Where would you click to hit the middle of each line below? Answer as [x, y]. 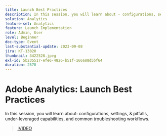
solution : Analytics [26, 19]
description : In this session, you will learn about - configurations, [80, 14]
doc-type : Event [22, 42]
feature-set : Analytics [30, 23]
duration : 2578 [21, 65]
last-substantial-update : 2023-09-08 [44, 46]
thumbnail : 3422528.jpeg [31, 56]
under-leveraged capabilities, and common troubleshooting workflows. [77, 119]
